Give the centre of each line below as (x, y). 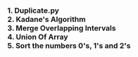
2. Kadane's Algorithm (46, 19)
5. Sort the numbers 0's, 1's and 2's (69, 46)
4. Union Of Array (38, 37)
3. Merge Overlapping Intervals (62, 28)
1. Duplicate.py (33, 11)
